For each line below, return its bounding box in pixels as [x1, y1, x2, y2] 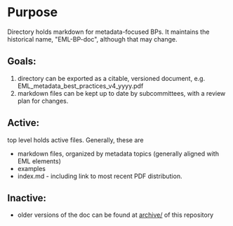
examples [17, 164, 46, 172]
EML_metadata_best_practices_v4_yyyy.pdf [17, 82, 144, 90]
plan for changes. [17, 96, 69, 105]
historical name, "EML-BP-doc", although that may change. [7, 34, 178, 43]
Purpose [7, 4, 58, 20]
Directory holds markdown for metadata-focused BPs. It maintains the [7, 27, 210, 36]
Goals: [7, 56, 36, 68]
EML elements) [17, 156, 62, 165]
